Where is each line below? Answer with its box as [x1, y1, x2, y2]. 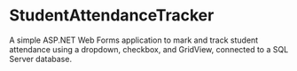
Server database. [9, 53, 73, 64]
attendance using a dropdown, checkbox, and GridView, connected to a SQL [9, 43, 289, 54]
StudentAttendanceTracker [9, 5, 215, 26]
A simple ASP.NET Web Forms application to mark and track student [9, 35, 259, 45]
